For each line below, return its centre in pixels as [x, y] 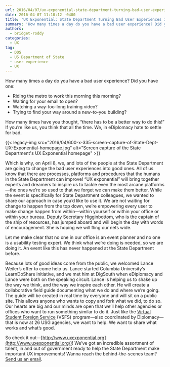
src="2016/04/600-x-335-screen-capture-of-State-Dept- [98, 143]
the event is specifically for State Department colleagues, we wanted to [80, 195]
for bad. [13, 133]
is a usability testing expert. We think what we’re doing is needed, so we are [84, 243]
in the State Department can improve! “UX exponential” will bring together [82, 179]
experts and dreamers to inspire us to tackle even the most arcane [74, 185]
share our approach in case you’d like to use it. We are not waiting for [78, 201]
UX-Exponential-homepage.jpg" [39, 148]
